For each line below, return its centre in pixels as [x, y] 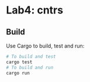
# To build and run [30, 67]
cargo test [19, 62]
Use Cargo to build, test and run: [45, 46]
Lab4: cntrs [34, 10]
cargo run [18, 73]
